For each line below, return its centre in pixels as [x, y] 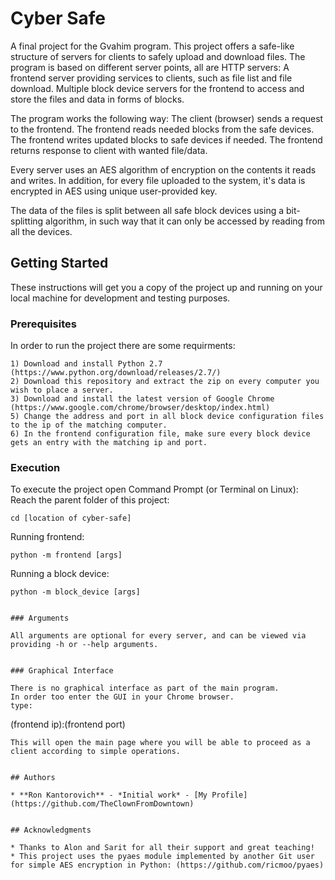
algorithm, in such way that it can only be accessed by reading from [185, 221]
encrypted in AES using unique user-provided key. [114, 191]
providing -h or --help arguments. [84, 645]
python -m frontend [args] [66, 555]
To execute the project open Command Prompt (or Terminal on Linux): [154, 489]
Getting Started [59, 263]
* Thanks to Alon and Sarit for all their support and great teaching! [162, 848]
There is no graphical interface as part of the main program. [145, 688]
